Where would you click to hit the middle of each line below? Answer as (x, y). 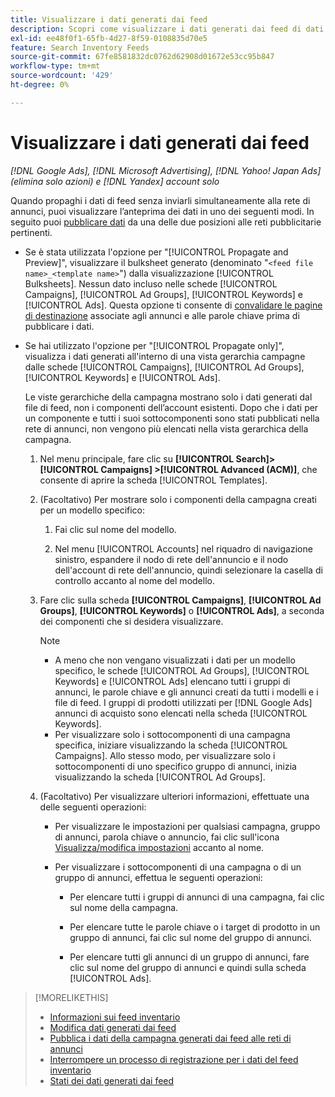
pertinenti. (31, 232)
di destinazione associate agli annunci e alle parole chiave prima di (162, 315)
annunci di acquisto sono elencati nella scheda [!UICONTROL (181, 713)
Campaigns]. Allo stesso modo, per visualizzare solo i (165, 755)
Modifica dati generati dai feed (113, 1027)
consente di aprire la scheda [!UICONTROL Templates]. (153, 480)
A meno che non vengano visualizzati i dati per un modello (175, 660)
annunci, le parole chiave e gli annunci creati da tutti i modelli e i (186, 692)
